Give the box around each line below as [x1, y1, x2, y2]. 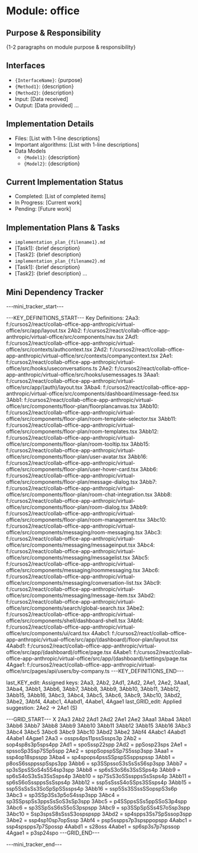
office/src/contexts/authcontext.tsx [6, 346, 92, 353]
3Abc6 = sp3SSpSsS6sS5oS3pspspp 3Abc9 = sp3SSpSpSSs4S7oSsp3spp [6, 804, 191, 811]
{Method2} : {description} [14, 89, 74, 96]
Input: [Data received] [14, 95, 68, 102]
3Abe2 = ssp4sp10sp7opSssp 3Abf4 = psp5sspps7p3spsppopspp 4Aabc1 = [6, 817, 192, 824]
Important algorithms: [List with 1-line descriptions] [14, 141, 139, 148]
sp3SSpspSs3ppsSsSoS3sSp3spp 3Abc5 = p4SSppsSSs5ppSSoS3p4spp [6, 798, 187, 805]
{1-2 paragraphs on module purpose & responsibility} [6, 43, 136, 50]
